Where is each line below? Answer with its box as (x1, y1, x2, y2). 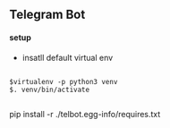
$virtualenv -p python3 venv (9, 77, 118, 86)
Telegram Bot (9, 7, 86, 22)
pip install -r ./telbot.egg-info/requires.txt (9, 108, 161, 119)
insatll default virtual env (21, 52, 114, 63)
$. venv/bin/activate (9, 85, 90, 94)
